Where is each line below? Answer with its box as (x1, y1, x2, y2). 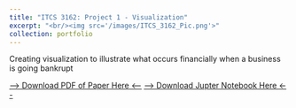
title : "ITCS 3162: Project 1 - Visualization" (9, 12, 189, 22)
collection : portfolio (9, 29, 93, 38)
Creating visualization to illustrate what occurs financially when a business (9, 54, 281, 65)
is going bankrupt (9, 63, 74, 73)
